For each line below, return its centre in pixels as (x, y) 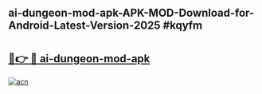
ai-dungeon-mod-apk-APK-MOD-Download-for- (131, 13)
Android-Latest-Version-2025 (84, 26)
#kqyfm (183, 26)
